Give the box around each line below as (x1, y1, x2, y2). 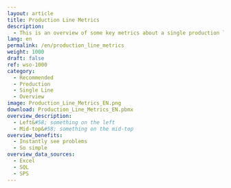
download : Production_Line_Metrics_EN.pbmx (7, 106, 134, 113)
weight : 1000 (7, 49, 45, 56)
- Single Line (13, 87, 54, 94)
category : (7, 67, 36, 74)
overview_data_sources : (7, 151, 76, 158)
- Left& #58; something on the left (13, 118, 115, 126)
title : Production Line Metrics (7, 17, 100, 23)
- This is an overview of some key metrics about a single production (13, 29, 220, 36)
